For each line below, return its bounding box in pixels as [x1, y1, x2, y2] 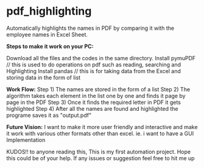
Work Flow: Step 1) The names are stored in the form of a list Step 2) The [6, 85, 191, 93]
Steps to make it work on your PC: [6, 43, 94, 50]
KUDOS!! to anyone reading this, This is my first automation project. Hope [6, 148, 191, 155]
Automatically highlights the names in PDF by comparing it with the [6, 24, 175, 32]
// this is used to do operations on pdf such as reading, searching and [6, 61, 181, 68]
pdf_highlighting [6, 4, 92, 18]
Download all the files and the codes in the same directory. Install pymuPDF [6, 54, 196, 61]
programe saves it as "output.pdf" [6, 111, 92, 119]
